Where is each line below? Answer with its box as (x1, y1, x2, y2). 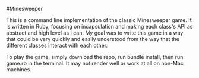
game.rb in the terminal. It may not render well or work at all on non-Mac (6, 60, 184, 67)
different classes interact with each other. (6, 42, 108, 49)
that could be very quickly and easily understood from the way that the (6, 36, 180, 42)
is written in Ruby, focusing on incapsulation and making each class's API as (6, 23, 193, 30)
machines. (6, 66, 31, 73)
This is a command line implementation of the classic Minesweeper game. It (6, 17, 192, 23)
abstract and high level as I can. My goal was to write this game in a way (6, 29, 184, 36)
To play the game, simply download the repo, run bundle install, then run (6, 54, 184, 60)
